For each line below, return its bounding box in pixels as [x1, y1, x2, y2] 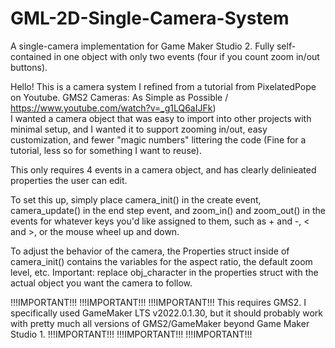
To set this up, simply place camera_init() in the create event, [10, 193, 262, 206]
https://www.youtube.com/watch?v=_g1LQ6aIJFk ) [10, 102, 217, 114]
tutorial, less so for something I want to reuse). [10, 144, 202, 156]
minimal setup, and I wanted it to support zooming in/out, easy [10, 123, 268, 135]
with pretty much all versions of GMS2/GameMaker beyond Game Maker [10, 317, 310, 329]
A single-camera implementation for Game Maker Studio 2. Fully [10, 40, 275, 52]
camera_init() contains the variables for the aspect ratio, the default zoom [10, 255, 313, 267]
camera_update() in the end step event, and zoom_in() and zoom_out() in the [10, 204, 326, 216]
